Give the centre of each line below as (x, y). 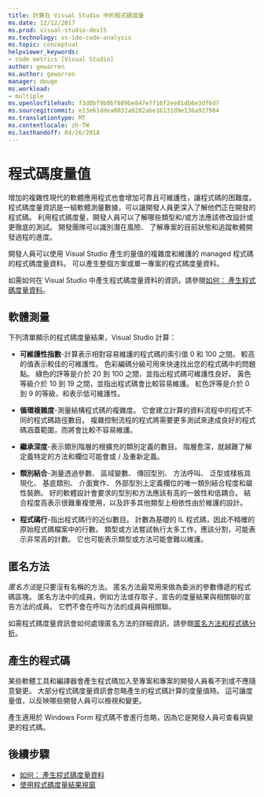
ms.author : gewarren (42, 74)
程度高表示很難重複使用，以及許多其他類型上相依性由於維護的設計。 (137, 503)
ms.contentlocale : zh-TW (49, 125)
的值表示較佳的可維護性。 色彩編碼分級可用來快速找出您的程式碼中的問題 (137, 364)
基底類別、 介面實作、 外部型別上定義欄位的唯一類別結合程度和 (144, 483)
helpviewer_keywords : (44, 52)
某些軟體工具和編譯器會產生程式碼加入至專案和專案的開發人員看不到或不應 (128, 681)
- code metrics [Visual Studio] (61, 60)
